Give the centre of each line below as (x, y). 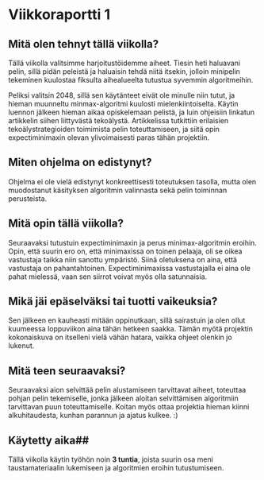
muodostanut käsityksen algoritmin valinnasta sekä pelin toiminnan (118, 190)
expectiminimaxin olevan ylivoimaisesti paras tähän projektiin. (109, 137)
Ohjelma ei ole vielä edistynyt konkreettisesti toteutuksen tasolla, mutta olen (132, 181)
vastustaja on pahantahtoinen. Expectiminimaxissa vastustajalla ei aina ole (130, 268)
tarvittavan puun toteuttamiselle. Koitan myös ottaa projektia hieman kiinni (129, 407)
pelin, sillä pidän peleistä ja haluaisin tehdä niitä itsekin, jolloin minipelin (124, 72)
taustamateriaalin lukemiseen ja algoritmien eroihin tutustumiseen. (116, 468)
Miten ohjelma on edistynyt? (80, 163)
